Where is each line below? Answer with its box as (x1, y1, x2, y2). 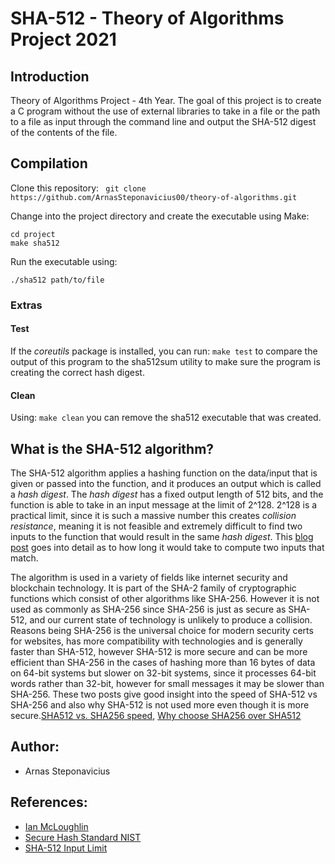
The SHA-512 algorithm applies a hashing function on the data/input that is (10, 467, 318, 479)
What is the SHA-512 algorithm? (10, 440, 215, 457)
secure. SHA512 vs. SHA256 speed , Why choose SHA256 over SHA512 (10, 709, 302, 721)
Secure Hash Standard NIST (24, 831, 142, 843)
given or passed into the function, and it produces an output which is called (10, 477, 322, 489)
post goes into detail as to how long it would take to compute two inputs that (10, 541, 325, 553)
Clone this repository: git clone (10, 182, 147, 194)
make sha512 (10, 238, 60, 248)
